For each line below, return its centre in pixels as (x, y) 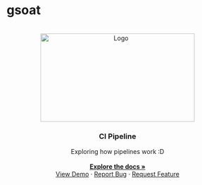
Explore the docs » (118, 167)
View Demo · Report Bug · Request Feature (118, 174)
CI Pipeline (118, 136)
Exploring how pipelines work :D (118, 152)
